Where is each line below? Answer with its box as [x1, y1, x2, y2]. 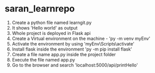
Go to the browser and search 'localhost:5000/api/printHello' [12, 62, 138, 68]
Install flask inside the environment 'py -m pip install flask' [12, 46, 132, 52]
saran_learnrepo [5, 3, 75, 14]
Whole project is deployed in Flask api [12, 30, 91, 36]
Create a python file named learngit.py [12, 19, 92, 25]
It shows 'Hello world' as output [12, 24, 78, 30]
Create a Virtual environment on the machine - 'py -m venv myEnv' [12, 35, 150, 41]
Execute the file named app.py [12, 56, 75, 62]
